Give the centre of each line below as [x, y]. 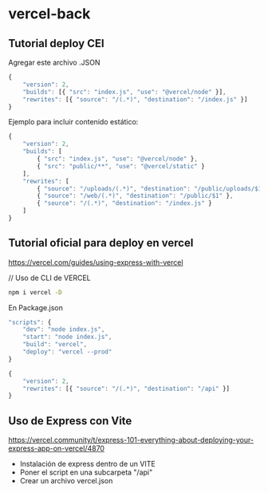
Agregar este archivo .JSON [54, 62]
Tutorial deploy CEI [57, 43]
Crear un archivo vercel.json [66, 481]
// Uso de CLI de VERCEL [49, 278]
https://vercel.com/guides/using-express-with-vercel [96, 262]
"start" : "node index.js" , [67, 337]
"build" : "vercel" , [55, 345]
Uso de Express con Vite [70, 421]
